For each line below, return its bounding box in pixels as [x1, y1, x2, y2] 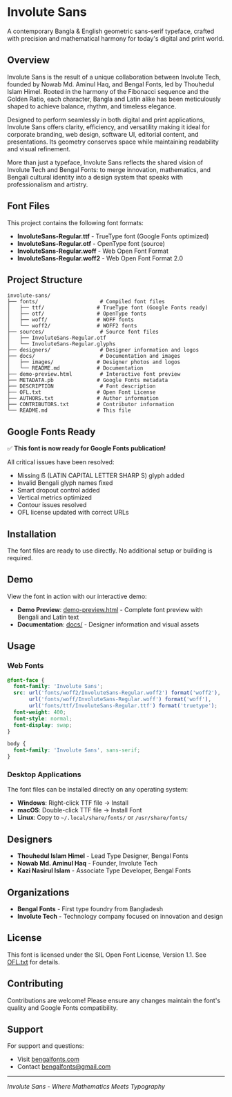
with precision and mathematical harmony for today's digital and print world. [7, 34, 224, 42]
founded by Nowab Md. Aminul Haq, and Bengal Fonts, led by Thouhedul [7, 80, 215, 88]
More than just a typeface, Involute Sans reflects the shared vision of [7, 158, 204, 166]
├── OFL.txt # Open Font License [7, 389, 156, 396]
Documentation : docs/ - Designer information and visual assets [17, 620, 200, 629]
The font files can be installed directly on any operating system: [7, 785, 188, 794]
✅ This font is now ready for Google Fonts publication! [7, 444, 166, 452]
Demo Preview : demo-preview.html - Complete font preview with [17, 605, 203, 613]
